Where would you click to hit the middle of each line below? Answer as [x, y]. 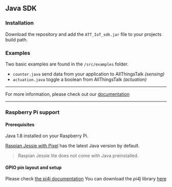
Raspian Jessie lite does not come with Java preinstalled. [78, 156]
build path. [17, 39]
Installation [20, 23]
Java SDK [21, 8]
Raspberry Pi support [33, 112]
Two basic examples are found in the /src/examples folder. [67, 64]
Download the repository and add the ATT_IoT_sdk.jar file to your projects [83, 34]
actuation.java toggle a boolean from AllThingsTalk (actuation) [80, 79]
